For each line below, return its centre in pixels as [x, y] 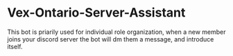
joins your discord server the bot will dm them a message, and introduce [111, 39]
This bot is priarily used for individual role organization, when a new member [117, 32]
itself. [15, 46]
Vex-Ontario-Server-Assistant [96, 13]
